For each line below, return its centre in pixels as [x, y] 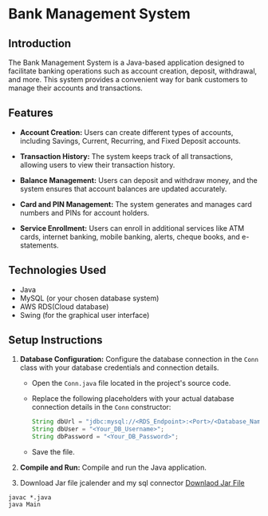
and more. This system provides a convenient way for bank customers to [128, 79]
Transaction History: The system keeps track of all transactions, [126, 156]
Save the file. [53, 452]
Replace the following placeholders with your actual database [133, 399]
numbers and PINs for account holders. [85, 212]
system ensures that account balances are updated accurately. [123, 189]
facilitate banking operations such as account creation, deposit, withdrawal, [133, 71]
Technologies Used [57, 270]
